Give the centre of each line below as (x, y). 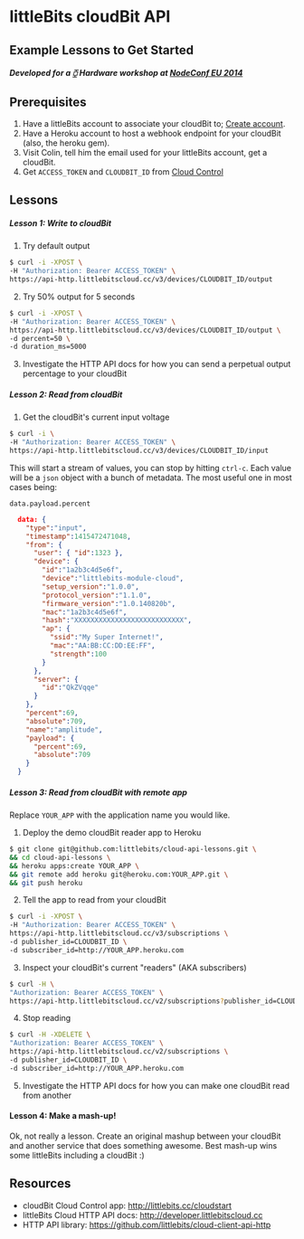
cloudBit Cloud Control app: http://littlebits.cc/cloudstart (127, 1206)
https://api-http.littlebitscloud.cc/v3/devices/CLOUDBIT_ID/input (139, 451)
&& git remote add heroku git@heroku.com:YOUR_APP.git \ (119, 875)
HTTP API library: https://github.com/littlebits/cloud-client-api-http (147, 1225)
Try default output (56, 246)
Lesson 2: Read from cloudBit (66, 394)
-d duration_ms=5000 (48, 347)
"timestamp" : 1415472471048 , (78, 536)
